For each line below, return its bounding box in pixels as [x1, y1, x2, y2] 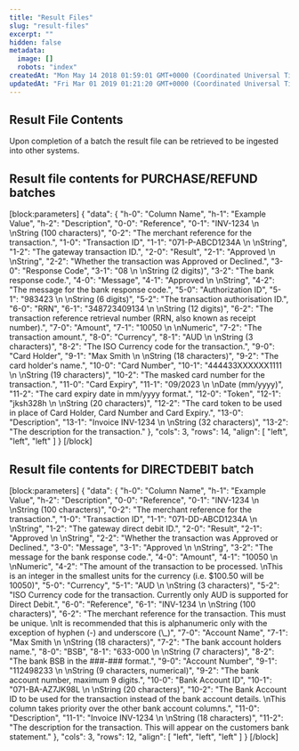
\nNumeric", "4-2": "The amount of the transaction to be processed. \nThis [9, 561, 283, 572]
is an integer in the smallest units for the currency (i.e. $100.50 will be [9, 571, 264, 582]
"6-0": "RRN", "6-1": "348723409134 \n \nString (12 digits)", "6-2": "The [9, 304, 274, 314]
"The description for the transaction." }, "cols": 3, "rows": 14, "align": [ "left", [9, 427, 288, 437]
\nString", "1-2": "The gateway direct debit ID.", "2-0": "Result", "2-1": [9, 523, 263, 535]
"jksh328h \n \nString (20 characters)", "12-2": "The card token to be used [9, 398, 283, 409]
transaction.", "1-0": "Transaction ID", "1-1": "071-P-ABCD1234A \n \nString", [9, 237, 287, 248]
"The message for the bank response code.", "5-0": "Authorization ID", [9, 284, 268, 295]
